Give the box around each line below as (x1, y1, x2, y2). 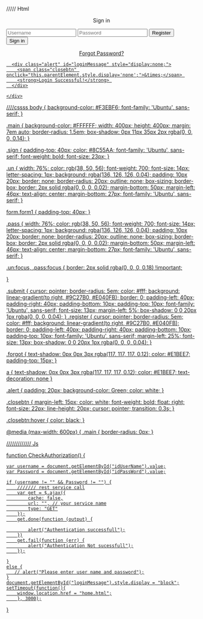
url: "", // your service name (28, 501, 107, 507)
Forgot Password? (79, 50, 124, 57)
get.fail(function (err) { (17, 537, 85, 543)
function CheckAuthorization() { (6, 452, 86, 459)
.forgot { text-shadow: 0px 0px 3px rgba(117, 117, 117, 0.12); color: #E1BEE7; (6, 351, 190, 357)
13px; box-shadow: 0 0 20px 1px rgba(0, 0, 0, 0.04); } (19, 339, 152, 346)
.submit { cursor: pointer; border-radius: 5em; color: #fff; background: (6, 287, 180, 294)
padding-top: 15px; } (6, 357, 57, 364)
